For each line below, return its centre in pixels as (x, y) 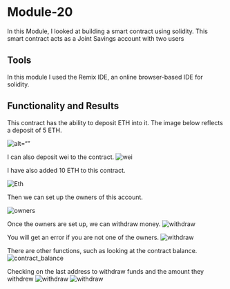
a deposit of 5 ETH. (35, 130)
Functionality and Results (63, 106)
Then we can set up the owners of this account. (75, 197)
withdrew (20, 279)
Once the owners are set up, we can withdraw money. (84, 224)
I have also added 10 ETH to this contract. (66, 170)
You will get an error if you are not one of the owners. (83, 237)
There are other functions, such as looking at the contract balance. (102, 250)
